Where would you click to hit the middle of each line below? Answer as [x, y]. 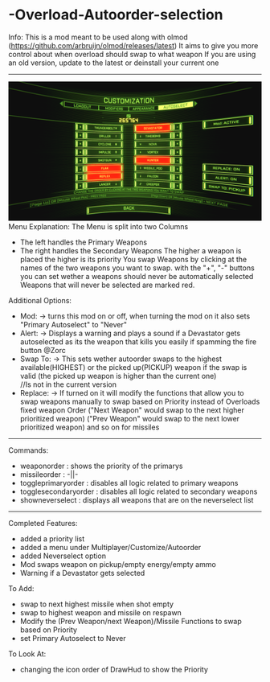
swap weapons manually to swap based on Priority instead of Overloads [140, 401]
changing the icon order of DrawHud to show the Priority [114, 669]
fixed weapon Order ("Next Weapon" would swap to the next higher [132, 410]
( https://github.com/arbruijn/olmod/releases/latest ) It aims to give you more [133, 45]
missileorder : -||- [49, 474]
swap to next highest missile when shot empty [97, 604]
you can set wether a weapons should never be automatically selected [137, 276]
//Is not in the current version [68, 384]
